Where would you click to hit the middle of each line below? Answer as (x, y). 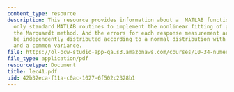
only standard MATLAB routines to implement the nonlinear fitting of (118, 26)
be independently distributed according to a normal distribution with (120, 39)
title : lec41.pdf (32, 71)
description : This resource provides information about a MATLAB (106, 20)
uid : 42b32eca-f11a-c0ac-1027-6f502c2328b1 (71, 78)
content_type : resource (42, 13)
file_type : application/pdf (48, 59)
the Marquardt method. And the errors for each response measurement (116, 33)
